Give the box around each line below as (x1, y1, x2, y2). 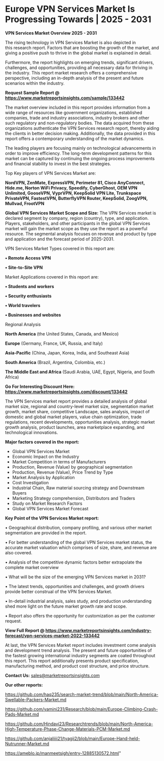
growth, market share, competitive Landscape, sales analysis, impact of (5, 408, 150, 414)
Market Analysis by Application (12, 474, 75, 480)
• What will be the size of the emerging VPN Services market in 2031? (5, 574, 146, 580)
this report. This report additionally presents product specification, (5, 658, 140, 664)
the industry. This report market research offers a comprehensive (5, 70, 137, 75)
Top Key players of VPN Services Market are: (5, 170, 96, 176)
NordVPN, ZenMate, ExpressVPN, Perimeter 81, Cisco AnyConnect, (5, 180, 145, 186)
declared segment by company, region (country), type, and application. (5, 215, 149, 221)
